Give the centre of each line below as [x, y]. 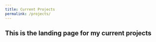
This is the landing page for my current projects [78, 33]
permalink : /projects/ [28, 14]
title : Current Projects [30, 9]
